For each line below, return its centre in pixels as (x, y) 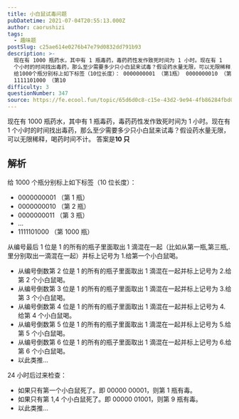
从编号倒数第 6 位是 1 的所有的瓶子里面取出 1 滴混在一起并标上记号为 (118, 342)
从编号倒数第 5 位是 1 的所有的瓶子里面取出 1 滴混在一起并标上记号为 (118, 324)
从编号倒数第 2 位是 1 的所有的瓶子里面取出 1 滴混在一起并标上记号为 (118, 271)
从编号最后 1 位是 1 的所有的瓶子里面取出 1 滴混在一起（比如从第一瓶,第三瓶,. (119, 247)
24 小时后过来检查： (37, 375)
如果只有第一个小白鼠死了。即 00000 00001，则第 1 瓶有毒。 (107, 390)
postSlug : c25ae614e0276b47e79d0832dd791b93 (74, 47)
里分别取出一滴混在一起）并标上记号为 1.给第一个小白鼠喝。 (95, 255)
